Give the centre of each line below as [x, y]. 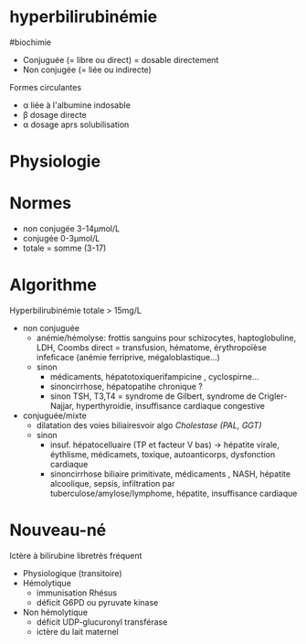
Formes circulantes [46, 87]
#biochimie [31, 42]
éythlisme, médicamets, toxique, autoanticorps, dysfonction [163, 454]
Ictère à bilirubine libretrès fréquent [76, 555]
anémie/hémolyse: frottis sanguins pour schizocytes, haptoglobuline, [166, 338]
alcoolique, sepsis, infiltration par [112, 483]
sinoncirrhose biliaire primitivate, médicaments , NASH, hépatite [170, 474]
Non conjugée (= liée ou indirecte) [87, 70]
